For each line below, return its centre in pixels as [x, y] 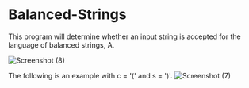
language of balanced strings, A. [61, 44]
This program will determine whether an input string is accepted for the [125, 36]
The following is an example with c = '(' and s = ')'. [90, 75]
